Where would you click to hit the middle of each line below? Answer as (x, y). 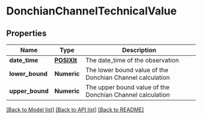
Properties (26, 33)
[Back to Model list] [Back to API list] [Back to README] (75, 110)
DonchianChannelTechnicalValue (92, 11)
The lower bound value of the (127, 70)
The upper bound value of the (127, 87)
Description (139, 50)
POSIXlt (66, 60)
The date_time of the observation (132, 60)
